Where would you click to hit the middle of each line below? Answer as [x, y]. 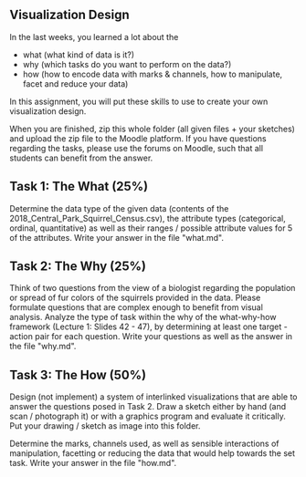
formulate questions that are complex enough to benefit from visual [136, 307]
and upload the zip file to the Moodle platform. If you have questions [138, 138]
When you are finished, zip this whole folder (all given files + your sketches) [152, 129]
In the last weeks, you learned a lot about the [94, 36]
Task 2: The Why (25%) [78, 267]
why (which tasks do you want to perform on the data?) [127, 64]
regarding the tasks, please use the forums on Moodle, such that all [136, 148]
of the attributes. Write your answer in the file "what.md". [116, 237]
